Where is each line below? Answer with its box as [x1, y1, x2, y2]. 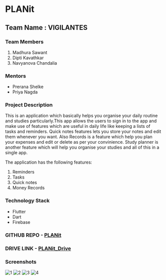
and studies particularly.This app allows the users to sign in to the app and [5, 118, 157, 124]
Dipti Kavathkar [12, 55, 44, 61]
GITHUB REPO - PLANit [5, 231, 61, 238]
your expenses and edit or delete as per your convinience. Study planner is [5, 139, 159, 145]
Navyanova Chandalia [12, 60, 57, 66]
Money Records [12, 185, 45, 191]
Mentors [5, 72, 26, 79]
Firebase [12, 219, 31, 225]
